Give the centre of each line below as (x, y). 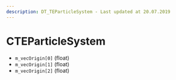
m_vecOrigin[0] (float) (42, 58)
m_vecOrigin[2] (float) (42, 70)
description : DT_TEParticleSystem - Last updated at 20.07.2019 (88, 12)
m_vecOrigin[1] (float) (42, 64)
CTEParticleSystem (56, 41)
